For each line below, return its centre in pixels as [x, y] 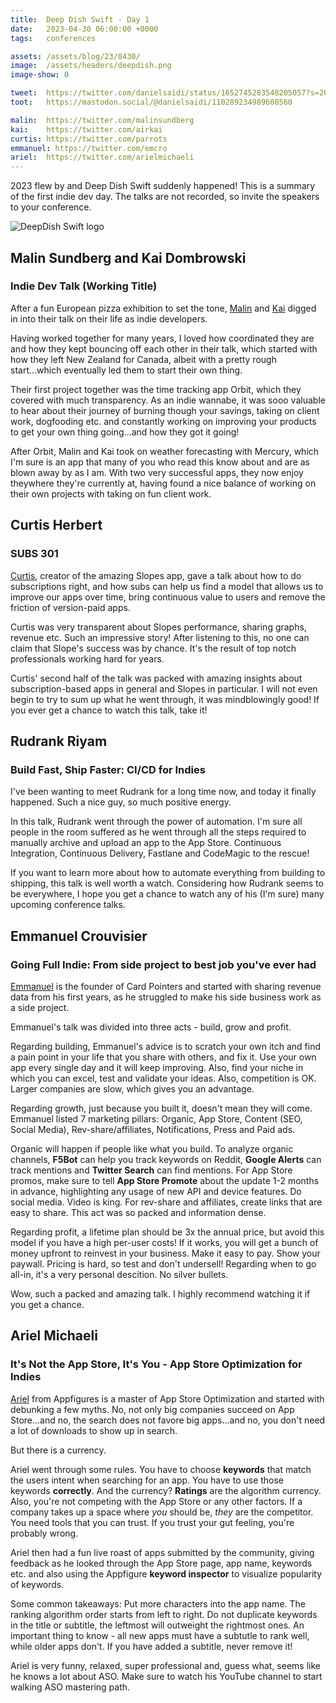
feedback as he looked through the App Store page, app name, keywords [161, 1563]
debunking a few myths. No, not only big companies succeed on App [152, 1409]
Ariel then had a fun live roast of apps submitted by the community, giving [162, 1552]
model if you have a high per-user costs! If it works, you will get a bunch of [164, 1242]
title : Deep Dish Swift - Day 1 [80, 19]
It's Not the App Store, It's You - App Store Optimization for [156, 1364]
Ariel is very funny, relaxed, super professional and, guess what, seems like [165, 1665]
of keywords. [37, 1584]
